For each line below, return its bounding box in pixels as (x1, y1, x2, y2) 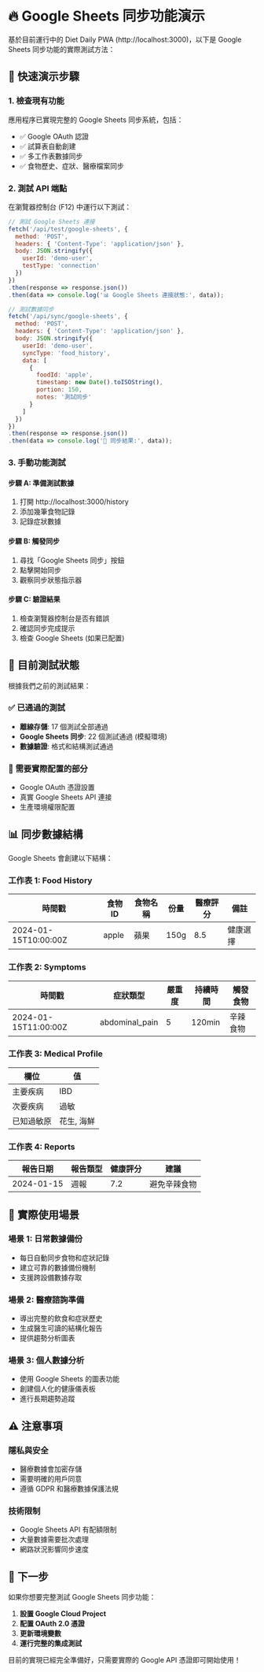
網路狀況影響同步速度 (19, 1544, 89, 1554)
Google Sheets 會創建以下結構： (8, 853, 113, 862)
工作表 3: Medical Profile (8, 1048, 104, 1059)
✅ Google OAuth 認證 (19, 132, 89, 141)
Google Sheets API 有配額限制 (19, 1525, 117, 1534)
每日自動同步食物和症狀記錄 (19, 1253, 110, 1262)
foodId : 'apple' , (36, 371, 93, 379)
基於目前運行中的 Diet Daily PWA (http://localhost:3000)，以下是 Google (8, 35, 242, 44)
